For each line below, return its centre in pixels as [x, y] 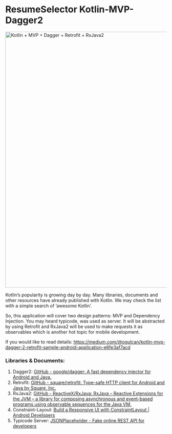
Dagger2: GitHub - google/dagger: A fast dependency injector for [82, 372]
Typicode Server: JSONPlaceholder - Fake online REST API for [79, 421]
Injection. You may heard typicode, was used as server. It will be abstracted [85, 321]
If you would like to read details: [39, 342]
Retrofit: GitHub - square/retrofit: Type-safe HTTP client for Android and [89, 383]
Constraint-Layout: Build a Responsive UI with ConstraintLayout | [81, 410]
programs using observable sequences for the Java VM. [72, 404]
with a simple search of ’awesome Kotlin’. [49, 306]
